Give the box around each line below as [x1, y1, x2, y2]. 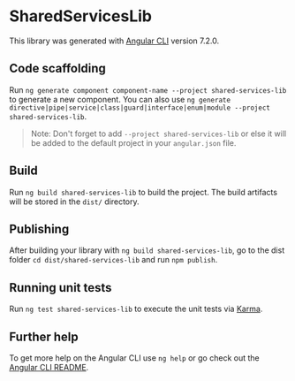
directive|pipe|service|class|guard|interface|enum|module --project [9, 103, 271, 112]
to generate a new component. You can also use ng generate [9, 94, 231, 104]
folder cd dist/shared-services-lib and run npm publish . [9, 255, 218, 265]
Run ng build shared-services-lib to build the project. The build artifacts [9, 187, 278, 197]
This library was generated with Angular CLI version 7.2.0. [9, 35, 219, 46]
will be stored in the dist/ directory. [9, 196, 140, 207]
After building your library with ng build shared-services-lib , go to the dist [9, 245, 285, 255]
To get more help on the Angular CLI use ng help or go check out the [9, 353, 260, 363]
